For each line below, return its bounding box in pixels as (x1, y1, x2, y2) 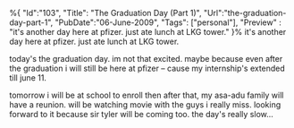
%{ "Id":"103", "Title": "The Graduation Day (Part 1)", (9, 8, 202, 18)
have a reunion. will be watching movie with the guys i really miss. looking (9, 99, 281, 110)
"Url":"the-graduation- (203, 8, 287, 18)
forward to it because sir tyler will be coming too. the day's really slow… (9, 109, 274, 119)
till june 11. (9, 73, 47, 83)
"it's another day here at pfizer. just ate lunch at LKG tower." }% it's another (9, 27, 287, 37)
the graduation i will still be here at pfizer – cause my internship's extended (9, 63, 286, 73)
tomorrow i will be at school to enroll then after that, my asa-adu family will (9, 90, 284, 100)
